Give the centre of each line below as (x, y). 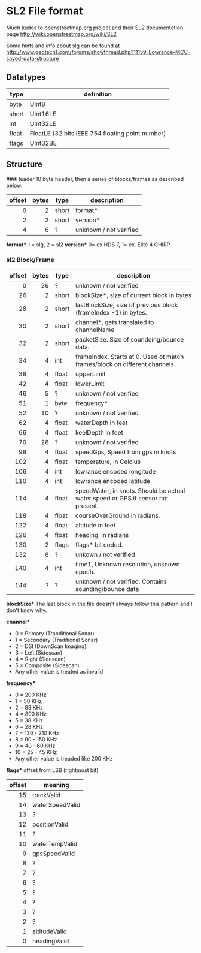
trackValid (46, 795)
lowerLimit (90, 384)
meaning (56, 785)
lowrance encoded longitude (115, 471)
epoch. (85, 572)
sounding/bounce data (107, 589)
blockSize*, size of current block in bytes (133, 295)
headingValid (51, 941)
